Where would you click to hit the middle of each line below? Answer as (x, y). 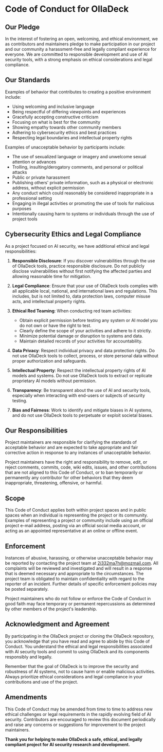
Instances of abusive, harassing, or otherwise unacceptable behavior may (79, 558)
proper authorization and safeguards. (49, 361)
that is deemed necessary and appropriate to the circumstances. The (74, 574)
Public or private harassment (41, 177)
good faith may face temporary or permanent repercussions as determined (80, 604)
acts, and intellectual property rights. (49, 301)
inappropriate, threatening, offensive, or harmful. (54, 483)
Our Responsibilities (36, 431)
